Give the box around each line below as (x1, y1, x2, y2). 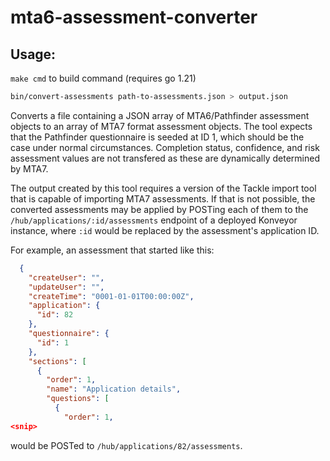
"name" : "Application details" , (46, 384, 182, 395)
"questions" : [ (46, 394, 110, 404)
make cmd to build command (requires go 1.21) (10, 72, 197, 84)
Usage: (10, 46, 57, 63)
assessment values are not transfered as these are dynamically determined (10, 152, 320, 164)
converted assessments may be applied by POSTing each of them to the (10, 203, 309, 215)
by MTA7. (10, 162, 49, 175)
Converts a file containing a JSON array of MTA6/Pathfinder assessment (10, 109, 310, 121)
